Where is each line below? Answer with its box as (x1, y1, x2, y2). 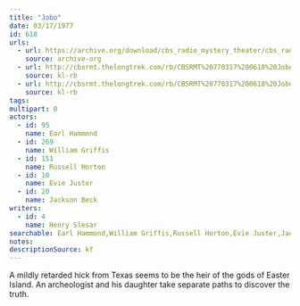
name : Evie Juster (25, 179, 94, 188)
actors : (9, 112, 38, 121)
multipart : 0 (9, 104, 58, 113)
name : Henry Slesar (25, 220, 98, 229)
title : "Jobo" (9, 12, 62, 22)
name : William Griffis (25, 145, 110, 154)
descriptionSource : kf (9, 245, 94, 254)
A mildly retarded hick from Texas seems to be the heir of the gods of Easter (9, 269, 290, 281)
